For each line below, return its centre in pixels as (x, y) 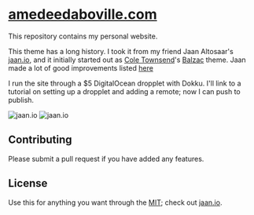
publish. (21, 100)
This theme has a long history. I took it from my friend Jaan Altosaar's (121, 51)
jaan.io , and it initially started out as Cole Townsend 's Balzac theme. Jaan (127, 60)
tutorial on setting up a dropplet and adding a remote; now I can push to (125, 91)
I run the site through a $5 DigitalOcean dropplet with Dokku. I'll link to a (125, 83)
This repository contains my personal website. (83, 36)
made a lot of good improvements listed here (81, 67)
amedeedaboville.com (83, 15)
